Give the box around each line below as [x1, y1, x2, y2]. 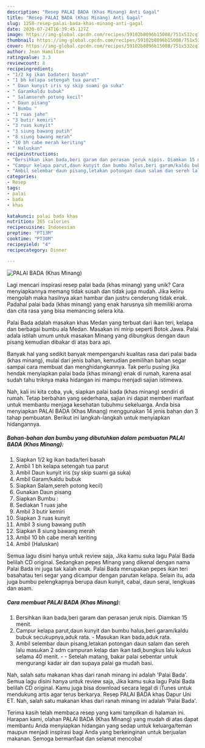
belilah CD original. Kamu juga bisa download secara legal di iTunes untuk [7, 684, 192, 692]
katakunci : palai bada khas [7, 213, 78, 219]
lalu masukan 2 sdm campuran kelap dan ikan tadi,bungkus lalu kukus [15, 647, 192, 654]
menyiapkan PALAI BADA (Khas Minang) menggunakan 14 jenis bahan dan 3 [7, 407, 198, 415]
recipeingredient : [7, 65, 54, 72]
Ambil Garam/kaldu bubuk [15, 476, 82, 483]
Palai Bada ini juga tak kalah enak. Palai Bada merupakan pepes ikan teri [7, 565, 188, 573]
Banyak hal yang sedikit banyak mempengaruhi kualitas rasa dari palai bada [7, 350, 197, 357]
